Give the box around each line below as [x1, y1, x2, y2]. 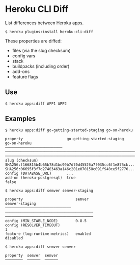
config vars [12, 53, 35, 59]
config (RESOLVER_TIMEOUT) [5, 223, 60, 227]
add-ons [12, 68, 30, 75]
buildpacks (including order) [12, 63, 70, 69]
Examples [5, 114, 36, 123]
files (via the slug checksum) [12, 47, 71, 53]
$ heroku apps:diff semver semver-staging [5, 188, 93, 193]
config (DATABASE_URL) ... [5, 171, 74, 176]
